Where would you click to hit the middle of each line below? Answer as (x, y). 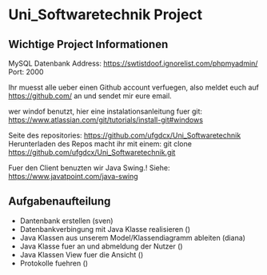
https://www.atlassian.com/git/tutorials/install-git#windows (106, 120)
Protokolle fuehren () (54, 263)
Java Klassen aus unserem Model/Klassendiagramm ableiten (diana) (133, 237)
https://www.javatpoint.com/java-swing (73, 176)
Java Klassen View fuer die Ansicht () (82, 254)
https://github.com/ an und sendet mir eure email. (90, 96)
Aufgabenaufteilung (60, 201)
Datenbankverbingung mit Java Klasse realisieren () (105, 229)
